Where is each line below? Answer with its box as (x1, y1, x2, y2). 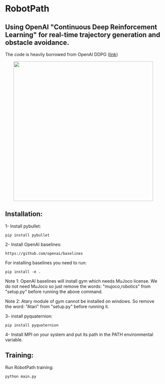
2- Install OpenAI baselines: (5, 241, 62, 247)
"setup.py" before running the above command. (5, 289, 103, 295)
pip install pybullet (5, 232, 50, 237)
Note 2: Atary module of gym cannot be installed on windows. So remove (5, 298, 155, 304)
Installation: (5, 210, 43, 219)
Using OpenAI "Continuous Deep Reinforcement (5, 23, 158, 31)
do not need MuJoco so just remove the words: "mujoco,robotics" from (5, 283, 151, 289)
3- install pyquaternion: (5, 313, 53, 319)
